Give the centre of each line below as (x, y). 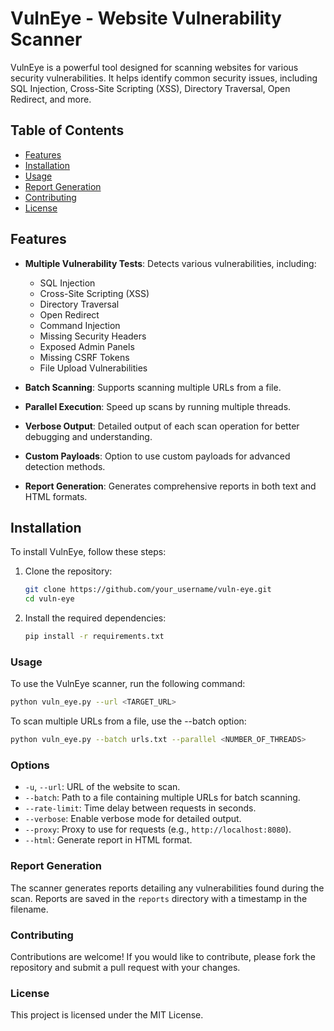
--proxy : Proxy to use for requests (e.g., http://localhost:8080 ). (158, 829)
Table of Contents (67, 130)
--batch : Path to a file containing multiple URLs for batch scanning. (162, 798)
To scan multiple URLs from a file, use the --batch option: (128, 721)
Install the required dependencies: (95, 618)
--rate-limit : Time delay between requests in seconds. (140, 808)
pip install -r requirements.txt (94, 637)
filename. (29, 909)
